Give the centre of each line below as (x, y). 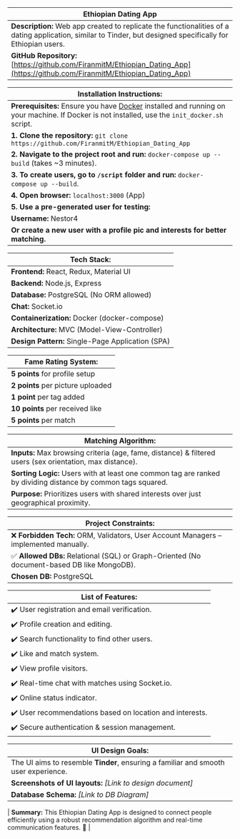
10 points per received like (56, 408)
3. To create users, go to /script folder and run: (94, 175)
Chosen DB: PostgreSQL (52, 576)
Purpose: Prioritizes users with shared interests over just (106, 494)
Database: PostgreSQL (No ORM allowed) (81, 295)
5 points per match (43, 420)
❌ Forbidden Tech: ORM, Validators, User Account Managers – (116, 535)
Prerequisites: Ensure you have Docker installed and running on (119, 106)
